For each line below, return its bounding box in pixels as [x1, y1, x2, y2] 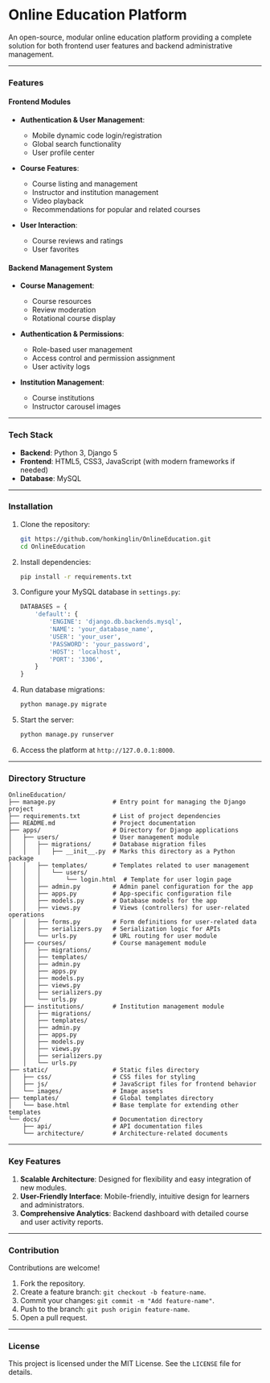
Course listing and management [31, 179, 138, 189]
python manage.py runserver [19, 731, 114, 739]
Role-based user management [31, 345, 133, 355]
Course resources [31, 297, 92, 306]
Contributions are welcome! [8, 1263, 100, 1273]
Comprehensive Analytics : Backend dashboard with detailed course [19, 1208, 249, 1218]
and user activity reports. [19, 1217, 104, 1227]
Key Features [8, 1156, 62, 1167]
